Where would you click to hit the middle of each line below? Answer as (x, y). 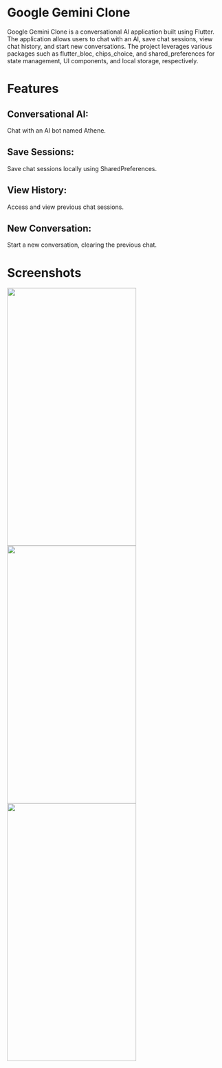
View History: (37, 190)
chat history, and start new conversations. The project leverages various (110, 46)
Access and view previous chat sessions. (65, 207)
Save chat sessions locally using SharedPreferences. (82, 168)
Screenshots (44, 272)
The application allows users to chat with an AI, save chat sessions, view (110, 38)
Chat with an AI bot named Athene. (57, 130)
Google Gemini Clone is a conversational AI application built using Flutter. (111, 32)
